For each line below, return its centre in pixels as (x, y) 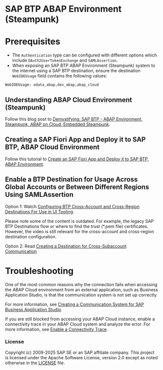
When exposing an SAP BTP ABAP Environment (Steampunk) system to (84, 66)
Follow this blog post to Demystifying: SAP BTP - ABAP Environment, (74, 119)
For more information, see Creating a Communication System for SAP (75, 304)
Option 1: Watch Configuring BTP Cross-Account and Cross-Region (72, 206)
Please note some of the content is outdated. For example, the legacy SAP (80, 221)
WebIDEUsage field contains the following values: (59, 76)
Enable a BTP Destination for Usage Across (71, 180)
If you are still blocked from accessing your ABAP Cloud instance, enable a (80, 319)
